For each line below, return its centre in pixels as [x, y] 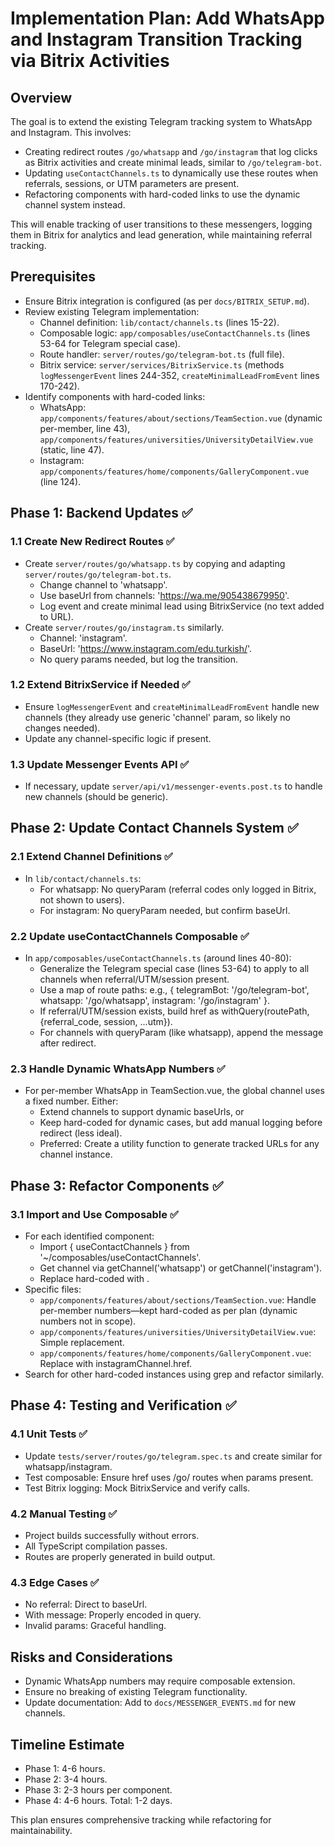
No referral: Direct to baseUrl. [86, 1604]
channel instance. [76, 1154]
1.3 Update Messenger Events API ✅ [100, 764]
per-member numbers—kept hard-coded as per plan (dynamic [168, 1311]
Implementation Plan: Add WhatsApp [167, 18]
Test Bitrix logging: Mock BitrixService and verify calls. [137, 1488]
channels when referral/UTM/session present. [134, 979]
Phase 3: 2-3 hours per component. [98, 1789]
